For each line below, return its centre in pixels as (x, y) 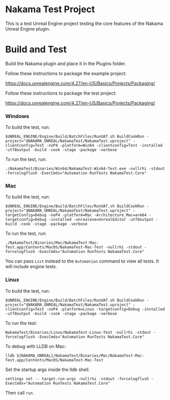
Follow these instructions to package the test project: (61, 93)
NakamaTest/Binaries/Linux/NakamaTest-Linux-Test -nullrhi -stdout (78, 332)
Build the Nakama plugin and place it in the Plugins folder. (66, 63)
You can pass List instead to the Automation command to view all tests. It (82, 261)
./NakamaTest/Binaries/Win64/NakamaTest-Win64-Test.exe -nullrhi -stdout (85, 169)
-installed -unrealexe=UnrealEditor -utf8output (101, 220)
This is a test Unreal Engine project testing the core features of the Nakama (84, 23)
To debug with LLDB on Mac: (36, 346)
